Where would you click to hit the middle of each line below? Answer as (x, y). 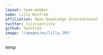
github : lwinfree (23, 28)
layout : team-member (27, 10)
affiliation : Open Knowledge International (52, 19)
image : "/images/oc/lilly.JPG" (38, 33)
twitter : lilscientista (30, 24)
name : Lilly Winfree (27, 14)
